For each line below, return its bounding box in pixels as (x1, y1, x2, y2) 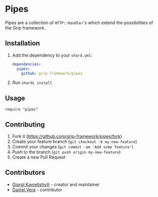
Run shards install (12, 80, 52, 85)
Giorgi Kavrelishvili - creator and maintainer (12, 181, 100, 187)
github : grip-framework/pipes (21, 71, 83, 76)
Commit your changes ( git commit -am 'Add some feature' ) (12, 144, 134, 149)
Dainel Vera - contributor (12, 187, 63, 193)
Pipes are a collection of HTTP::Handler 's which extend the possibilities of (5, 20, 153, 26)
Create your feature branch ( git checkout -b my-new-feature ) (12, 139, 137, 144)
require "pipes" (5, 107, 38, 112)
